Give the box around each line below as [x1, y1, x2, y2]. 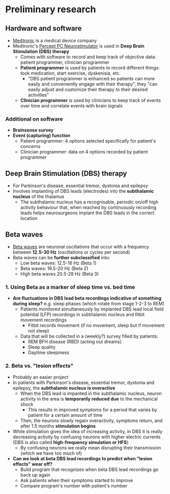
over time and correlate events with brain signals [20, 103, 123, 108]
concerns [20, 143, 41, 149]
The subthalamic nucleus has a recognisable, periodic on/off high [20, 199, 159, 205]
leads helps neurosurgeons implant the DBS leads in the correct [20, 210, 155, 216]
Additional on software [5, 115, 63, 122]
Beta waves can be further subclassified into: [12, 254, 111, 260]
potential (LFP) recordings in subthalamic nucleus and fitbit [20, 311, 145, 318]
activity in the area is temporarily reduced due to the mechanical [20, 395, 158, 402]
